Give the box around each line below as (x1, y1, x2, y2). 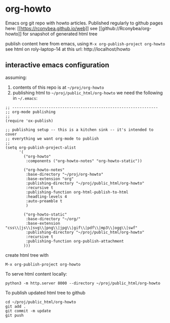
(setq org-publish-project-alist (5, 145, 76, 150)
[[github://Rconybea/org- (98, 25, 152, 31)
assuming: (5, 74, 27, 80)
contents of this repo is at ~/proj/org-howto (12, 84, 104, 90)
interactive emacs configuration (5, 61, 109, 69)
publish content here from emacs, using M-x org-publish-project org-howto (5, 40, 165, 46)
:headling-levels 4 (25, 194, 67, 199)
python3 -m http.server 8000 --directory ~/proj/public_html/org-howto (5, 281, 160, 286)
